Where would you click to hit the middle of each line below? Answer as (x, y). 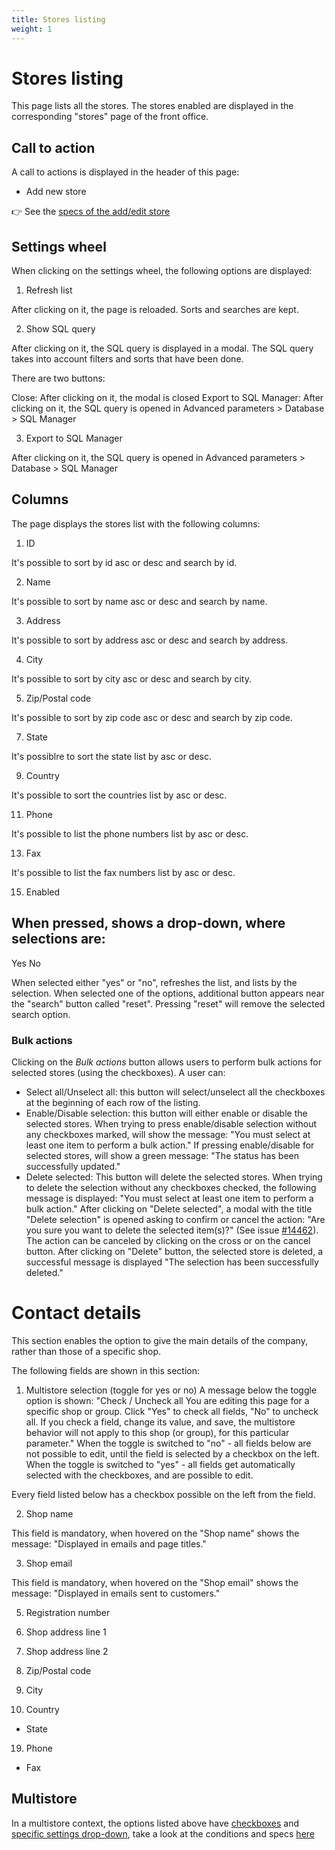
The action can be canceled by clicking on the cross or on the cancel (168, 1240)
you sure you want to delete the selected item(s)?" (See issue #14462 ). (172, 1230)
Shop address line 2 (67, 1651)
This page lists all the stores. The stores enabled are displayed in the (152, 106)
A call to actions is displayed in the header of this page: (125, 172)
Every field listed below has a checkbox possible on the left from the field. (163, 1494)
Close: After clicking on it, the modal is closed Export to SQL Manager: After (167, 398)
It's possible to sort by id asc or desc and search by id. (124, 562)
